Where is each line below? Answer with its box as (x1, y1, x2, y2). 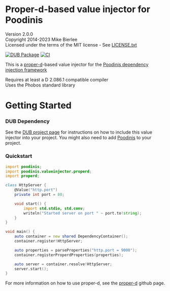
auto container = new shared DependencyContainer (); (14, 234, 128, 239)
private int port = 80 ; (14, 192, 65, 197)
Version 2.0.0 (5, 31, 33, 37)
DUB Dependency (5, 118, 50, 125)
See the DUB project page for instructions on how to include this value (5, 129, 152, 135)
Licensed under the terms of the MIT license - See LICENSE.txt (5, 41, 137, 48)
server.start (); (14, 266, 49, 271)
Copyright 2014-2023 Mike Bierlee (5, 36, 78, 43)
